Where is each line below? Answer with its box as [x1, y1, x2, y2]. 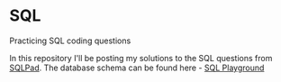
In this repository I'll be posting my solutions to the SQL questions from [9, 52, 273, 63]
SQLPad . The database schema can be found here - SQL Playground [9, 62, 265, 73]
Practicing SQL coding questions [9, 35, 131, 46]
